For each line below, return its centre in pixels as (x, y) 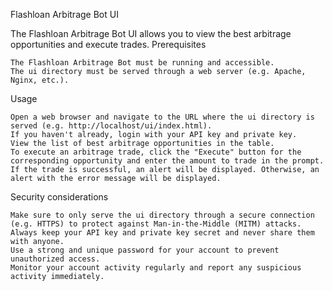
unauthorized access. (55, 259)
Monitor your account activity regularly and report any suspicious (156, 268)
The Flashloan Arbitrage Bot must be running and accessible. (142, 63)
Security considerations (59, 197)
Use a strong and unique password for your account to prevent (145, 250)
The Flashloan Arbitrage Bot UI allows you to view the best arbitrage (151, 33)
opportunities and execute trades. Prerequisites (108, 44)
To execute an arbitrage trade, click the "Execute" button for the (156, 152)
